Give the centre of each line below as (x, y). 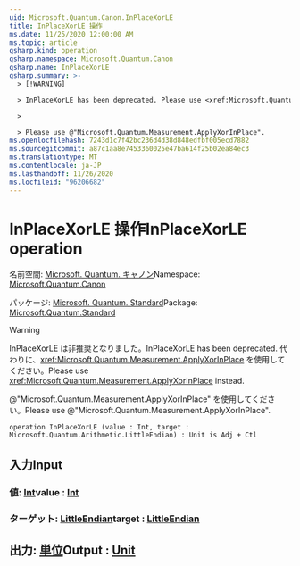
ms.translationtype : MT (54, 157)
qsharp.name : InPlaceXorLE (59, 68)
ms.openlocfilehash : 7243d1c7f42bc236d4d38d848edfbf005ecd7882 (129, 141)
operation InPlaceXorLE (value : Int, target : (100, 428)
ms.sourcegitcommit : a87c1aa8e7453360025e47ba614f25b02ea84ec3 (129, 149)
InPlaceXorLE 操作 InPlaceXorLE (128, 229)
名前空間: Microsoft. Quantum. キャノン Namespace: (105, 274)
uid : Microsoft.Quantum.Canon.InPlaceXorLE (92, 17)
